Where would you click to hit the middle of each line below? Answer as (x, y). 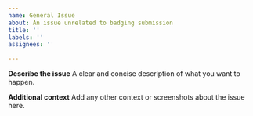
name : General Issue (42, 15)
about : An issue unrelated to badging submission (91, 23)
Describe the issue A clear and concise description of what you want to (124, 74)
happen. (22, 82)
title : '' (24, 30)
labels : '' (26, 37)
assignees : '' (31, 45)
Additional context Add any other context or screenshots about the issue (127, 97)
